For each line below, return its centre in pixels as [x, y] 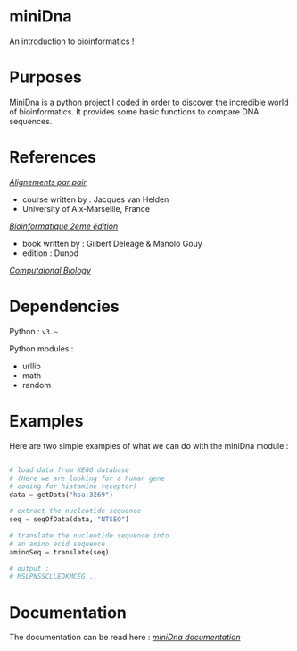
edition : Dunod [50, 253]
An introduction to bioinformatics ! [72, 41]
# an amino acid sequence [57, 544]
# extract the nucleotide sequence [75, 511]
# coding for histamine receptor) [74, 486]
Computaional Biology [50, 270]
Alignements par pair [48, 182]
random [37, 385]
